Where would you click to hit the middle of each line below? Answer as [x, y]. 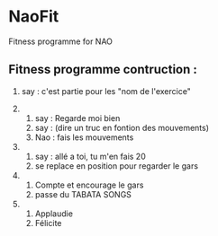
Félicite [48, 223]
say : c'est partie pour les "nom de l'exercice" [106, 91]
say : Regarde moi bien [77, 118]
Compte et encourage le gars [89, 185]
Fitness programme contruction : [103, 70]
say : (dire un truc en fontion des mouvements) [122, 127]
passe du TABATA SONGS [83, 194]
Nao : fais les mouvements [84, 137]
